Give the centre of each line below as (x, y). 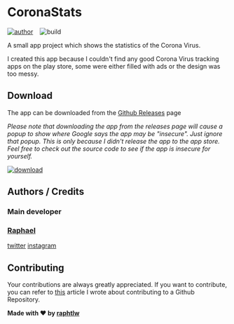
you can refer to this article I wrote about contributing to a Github (101, 292)
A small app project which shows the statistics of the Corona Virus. (104, 45)
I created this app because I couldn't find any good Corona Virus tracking (113, 59)
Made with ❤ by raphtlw (43, 313)
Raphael (22, 230)
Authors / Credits (46, 192)
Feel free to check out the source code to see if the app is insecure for (109, 149)
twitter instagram (32, 245)
